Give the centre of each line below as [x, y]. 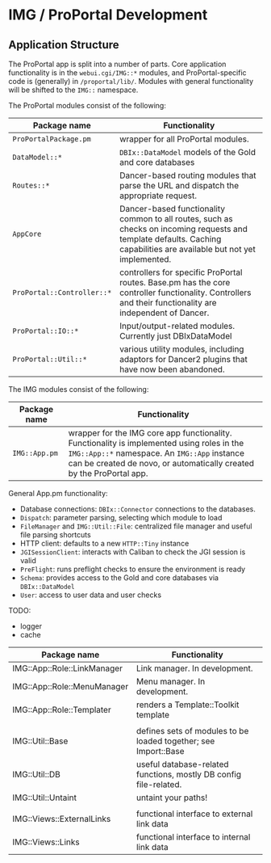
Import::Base [160, 751]
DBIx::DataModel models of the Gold [188, 152]
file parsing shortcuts [55, 535]
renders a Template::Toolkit [188, 705]
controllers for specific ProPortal [181, 272]
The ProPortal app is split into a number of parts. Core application [117, 64]
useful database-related [182, 764]
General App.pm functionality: [58, 493]
